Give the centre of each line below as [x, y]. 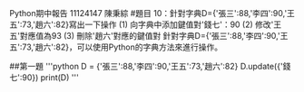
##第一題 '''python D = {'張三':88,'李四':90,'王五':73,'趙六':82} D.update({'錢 [150, 66]
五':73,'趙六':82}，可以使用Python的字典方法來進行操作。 [116, 47]
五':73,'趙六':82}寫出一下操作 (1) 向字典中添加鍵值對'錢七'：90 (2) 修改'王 [146, 24]
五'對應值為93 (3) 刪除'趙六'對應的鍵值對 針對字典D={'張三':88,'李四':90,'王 [149, 36]
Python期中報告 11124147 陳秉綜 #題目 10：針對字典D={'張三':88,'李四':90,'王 [152, 13]
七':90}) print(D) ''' [44, 78]
